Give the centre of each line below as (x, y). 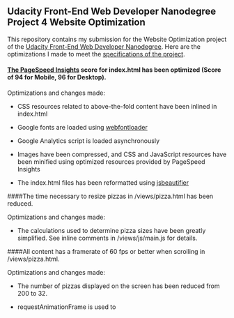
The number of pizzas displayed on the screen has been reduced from (119, 286)
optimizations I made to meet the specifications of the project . (96, 54)
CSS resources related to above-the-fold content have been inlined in (117, 107)
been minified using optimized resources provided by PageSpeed (111, 162)
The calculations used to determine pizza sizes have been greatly (111, 231)
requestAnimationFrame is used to (67, 307)
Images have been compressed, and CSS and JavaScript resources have (122, 154)
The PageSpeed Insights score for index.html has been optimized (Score (114, 70)
